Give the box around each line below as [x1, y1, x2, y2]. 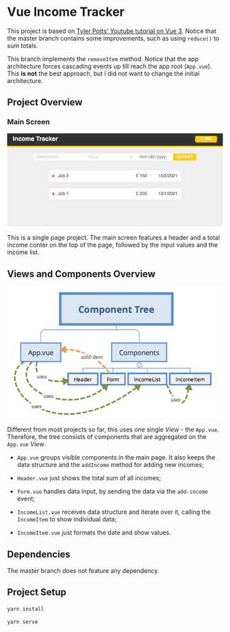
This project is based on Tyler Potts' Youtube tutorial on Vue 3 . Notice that [7, 27, 217, 35]
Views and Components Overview [7, 268, 156, 280]
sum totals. [7, 41, 39, 49]
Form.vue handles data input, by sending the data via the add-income [16, 487, 208, 495]
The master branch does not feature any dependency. [7, 566, 159, 574]
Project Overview [7, 97, 83, 109]
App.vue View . [7, 440, 47, 449]
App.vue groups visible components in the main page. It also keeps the [16, 453, 216, 462]
